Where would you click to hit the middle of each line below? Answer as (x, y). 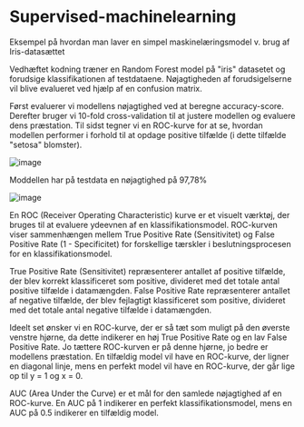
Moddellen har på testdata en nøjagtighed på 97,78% (108, 180)
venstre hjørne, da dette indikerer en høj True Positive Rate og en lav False (148, 337)
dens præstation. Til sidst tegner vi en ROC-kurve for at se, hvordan (136, 125)
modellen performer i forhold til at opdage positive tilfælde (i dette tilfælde (148, 134)
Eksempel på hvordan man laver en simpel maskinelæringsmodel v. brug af (150, 42)
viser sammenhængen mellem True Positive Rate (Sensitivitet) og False (142, 234)
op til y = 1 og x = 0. (46, 375)
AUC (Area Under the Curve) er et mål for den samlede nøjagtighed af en (146, 393)
